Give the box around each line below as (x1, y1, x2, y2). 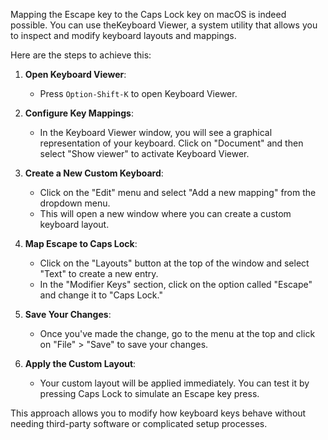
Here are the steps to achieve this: (10, 49, 152, 61)
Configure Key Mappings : (24, 107, 134, 119)
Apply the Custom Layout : (24, 358, 137, 369)
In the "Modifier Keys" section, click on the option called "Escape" (39, 279, 313, 290)
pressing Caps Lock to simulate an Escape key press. (39, 388, 260, 399)
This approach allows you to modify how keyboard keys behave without (10, 407, 307, 419)
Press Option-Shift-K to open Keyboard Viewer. (39, 88, 238, 99)
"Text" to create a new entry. (39, 268, 159, 279)
